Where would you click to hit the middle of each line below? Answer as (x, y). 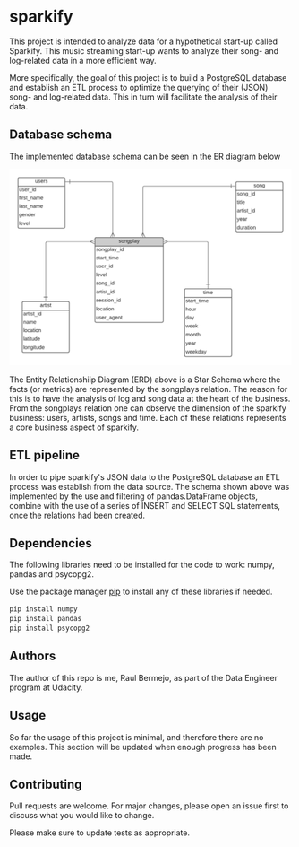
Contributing (46, 784)
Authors (33, 656)
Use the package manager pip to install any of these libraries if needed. (141, 592)
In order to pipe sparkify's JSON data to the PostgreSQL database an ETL (145, 476)
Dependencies (51, 543)
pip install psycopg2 (50, 629)
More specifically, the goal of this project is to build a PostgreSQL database (148, 77)
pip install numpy (43, 609)
